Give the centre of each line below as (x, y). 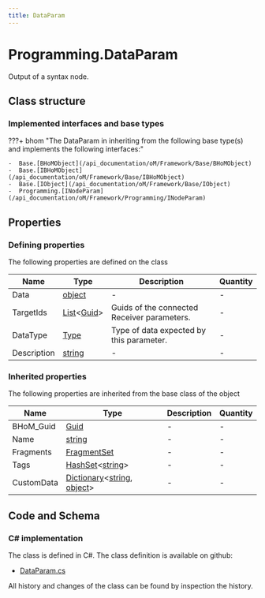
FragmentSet (90, 452)
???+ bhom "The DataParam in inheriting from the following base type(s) (126, 141)
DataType (30, 335)
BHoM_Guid (34, 427)
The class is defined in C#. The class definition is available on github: (120, 555)
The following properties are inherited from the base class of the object (124, 394)
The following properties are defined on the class (88, 262)
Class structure (47, 101)
